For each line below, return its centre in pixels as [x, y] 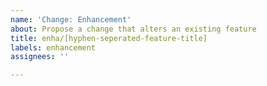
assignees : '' [40, 57]
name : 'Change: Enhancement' [71, 19]
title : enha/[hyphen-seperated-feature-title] [109, 38]
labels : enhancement [53, 47]
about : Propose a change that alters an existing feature [133, 29]
